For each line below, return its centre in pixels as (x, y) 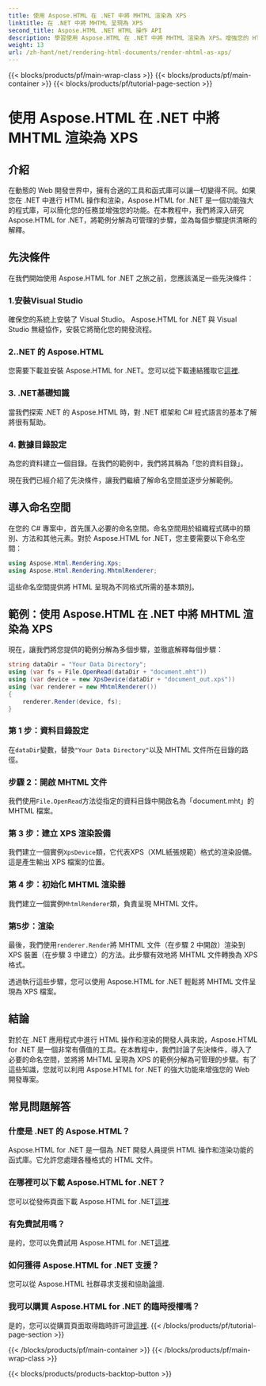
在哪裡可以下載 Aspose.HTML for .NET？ (87, 1183)
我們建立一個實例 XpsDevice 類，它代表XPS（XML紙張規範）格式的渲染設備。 (132, 852)
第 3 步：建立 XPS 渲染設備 (59, 833)
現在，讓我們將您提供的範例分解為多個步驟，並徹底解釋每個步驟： (116, 650)
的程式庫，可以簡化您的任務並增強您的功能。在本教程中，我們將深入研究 (126, 210)
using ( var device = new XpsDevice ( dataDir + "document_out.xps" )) (122, 680)
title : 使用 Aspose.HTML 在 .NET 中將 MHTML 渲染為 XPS (98, 15)
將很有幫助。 (29, 422)
